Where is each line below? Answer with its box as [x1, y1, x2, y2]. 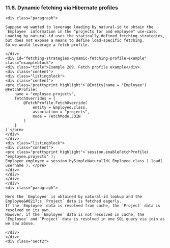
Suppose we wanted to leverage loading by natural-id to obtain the [5, 24, 154, 30]
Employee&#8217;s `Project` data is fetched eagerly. [5, 199, 122, 204]
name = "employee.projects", [14, 91, 76, 97]
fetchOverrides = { [14, 96, 56, 101]
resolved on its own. [5, 208, 51, 213]
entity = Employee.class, [32, 105, 88, 110]
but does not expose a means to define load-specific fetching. [5, 38, 145, 43]
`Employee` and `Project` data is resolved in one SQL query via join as [5, 216, 165, 222]
